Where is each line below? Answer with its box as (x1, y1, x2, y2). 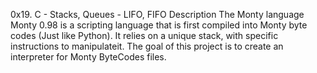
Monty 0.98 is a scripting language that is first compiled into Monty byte (10, 19, 308, 31)
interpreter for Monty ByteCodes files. (10, 51, 167, 63)
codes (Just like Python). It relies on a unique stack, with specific (10, 30, 279, 41)
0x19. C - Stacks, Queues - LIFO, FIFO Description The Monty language (10, 9, 305, 20)
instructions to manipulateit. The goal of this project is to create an (10, 40, 284, 52)
